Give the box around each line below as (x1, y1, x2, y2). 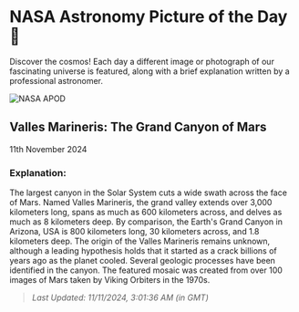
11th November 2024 (9, 143, 88, 154)
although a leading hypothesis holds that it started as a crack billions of (9, 245, 277, 256)
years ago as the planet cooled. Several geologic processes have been (9, 255, 276, 266)
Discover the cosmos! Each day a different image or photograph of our (9, 56, 275, 67)
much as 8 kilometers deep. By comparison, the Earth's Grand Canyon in (9, 216, 283, 227)
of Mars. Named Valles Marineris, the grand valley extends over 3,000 (9, 197, 273, 208)
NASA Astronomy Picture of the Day (9, 6, 288, 27)
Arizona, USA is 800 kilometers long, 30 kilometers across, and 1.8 (9, 226, 260, 237)
